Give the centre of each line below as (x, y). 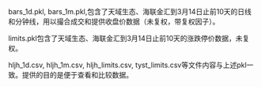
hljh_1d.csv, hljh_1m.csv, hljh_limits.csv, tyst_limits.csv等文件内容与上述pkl (127, 65)
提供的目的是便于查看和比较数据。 (77, 75)
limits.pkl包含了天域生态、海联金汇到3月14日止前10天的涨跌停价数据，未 (125, 38)
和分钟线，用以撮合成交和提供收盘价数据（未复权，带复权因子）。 (114, 21)
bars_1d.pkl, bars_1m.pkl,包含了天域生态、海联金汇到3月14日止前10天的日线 (130, 11)
